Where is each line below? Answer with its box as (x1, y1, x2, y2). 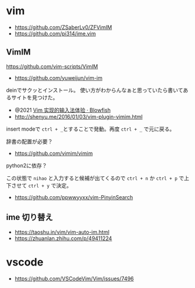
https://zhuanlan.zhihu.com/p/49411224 (14, 235, 112, 242)
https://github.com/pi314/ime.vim (14, 30, 96, 37)
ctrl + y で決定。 (28, 182, 72, 189)
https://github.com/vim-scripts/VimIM (6, 63, 99, 70)
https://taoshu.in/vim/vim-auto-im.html (14, 228, 110, 235)
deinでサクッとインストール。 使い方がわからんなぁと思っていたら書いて (6, 86, 183, 93)
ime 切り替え (6, 212, 53, 222)
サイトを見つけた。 (11, 93, 58, 101)
